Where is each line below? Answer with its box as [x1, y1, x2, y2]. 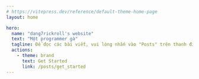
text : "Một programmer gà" [11, 36, 78, 42]
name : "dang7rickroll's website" [11, 30, 94, 36]
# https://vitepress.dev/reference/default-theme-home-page [6, 8, 158, 15]
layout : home [6, 14, 38, 20]
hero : [6, 25, 20, 31]
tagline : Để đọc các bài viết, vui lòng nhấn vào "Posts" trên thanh [11, 42, 187, 48]
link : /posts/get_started [21, 64, 86, 69]
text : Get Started [21, 58, 68, 64]
